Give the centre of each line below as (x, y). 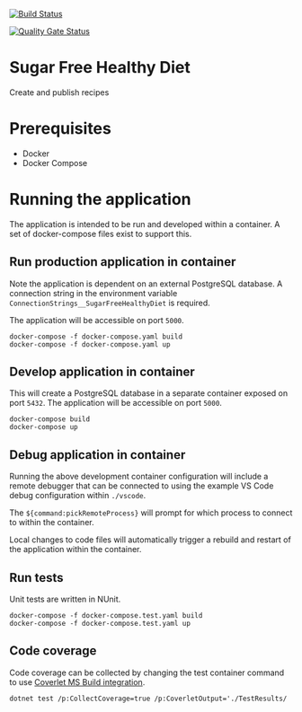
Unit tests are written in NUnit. (65, 599)
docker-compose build (50, 419)
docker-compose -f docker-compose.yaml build (96, 337)
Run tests (36, 578)
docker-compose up (44, 427)
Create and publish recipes (59, 92)
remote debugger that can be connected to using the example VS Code (142, 486)
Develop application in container (102, 372)
